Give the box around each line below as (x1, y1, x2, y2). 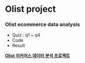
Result (12, 43, 25, 49)
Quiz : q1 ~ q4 (12, 32, 41, 38)
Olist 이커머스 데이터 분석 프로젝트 (5, 53, 70, 59)
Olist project (5, 3, 56, 15)
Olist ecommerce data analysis (5, 21, 80, 28)
